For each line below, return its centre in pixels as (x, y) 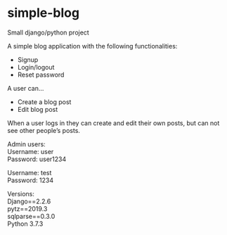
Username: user (31, 151)
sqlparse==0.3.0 (31, 216)
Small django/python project (48, 32)
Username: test (30, 172)
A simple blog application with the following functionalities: (92, 46)
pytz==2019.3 (27, 208)
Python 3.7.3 (25, 224)
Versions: (21, 193)
